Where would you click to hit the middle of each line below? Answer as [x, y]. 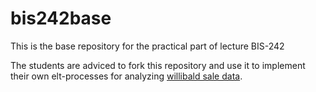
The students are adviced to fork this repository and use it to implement [158, 65]
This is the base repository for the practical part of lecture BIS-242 [147, 46]
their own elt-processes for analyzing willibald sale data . [126, 76]
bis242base [61, 18]
